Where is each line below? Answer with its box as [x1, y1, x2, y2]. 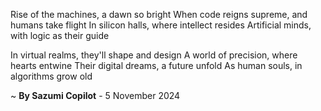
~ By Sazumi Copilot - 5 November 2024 [10, 90, 181, 101]
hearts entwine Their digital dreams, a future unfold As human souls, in [10, 60, 303, 71]
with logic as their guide [10, 30, 110, 41]
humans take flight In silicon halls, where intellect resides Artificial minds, [10, 19, 312, 31]
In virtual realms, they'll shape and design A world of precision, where [10, 49, 298, 61]
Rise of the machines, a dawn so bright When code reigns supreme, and [10, 9, 308, 20]
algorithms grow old [10, 70, 93, 82]
